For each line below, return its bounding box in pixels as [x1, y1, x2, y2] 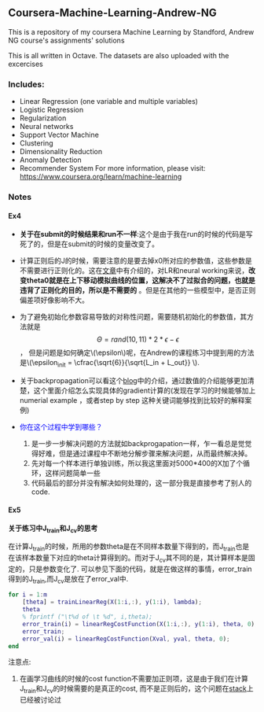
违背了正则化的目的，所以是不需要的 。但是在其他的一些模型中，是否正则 [19, 286, 256, 295]
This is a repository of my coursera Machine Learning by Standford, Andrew [8, 27, 255, 36]
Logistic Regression [19, 105, 84, 115]
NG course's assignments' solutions [8, 35, 125, 45]
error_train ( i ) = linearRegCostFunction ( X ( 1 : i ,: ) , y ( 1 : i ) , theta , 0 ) [22, 620, 255, 628]
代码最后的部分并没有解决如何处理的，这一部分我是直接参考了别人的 [31, 478, 252, 488]
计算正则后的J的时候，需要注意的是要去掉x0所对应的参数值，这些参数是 [19, 256, 253, 266]
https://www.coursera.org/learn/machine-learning [19, 172, 182, 182]
